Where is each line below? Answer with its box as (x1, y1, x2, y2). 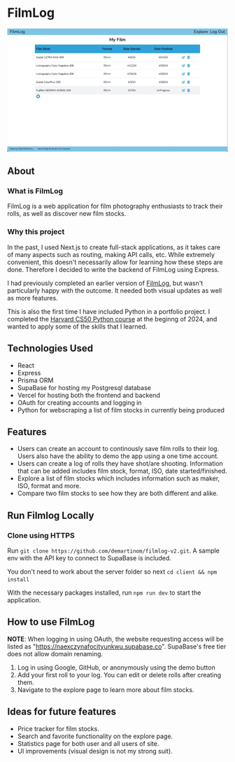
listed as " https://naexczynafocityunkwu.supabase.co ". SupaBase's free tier (7, 642, 227, 651)
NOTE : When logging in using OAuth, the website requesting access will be (7, 635, 224, 643)
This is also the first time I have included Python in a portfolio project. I (7, 307, 211, 316)
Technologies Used (7, 342, 93, 354)
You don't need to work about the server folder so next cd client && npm (7, 567, 218, 576)
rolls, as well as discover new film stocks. (7, 209, 127, 218)
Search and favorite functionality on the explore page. (17, 732, 173, 740)
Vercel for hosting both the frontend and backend (17, 391, 161, 399)
